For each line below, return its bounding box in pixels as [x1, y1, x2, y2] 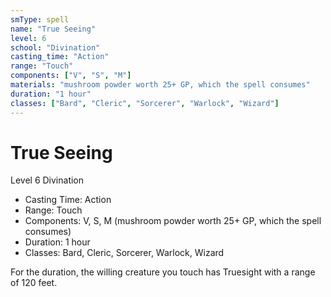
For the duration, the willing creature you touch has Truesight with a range [10, 266, 316, 278]
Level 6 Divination [10, 174, 85, 186]
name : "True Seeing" [10, 24, 97, 34]
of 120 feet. [10, 277, 58, 289]
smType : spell [10, 14, 70, 25]
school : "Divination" [10, 42, 101, 53]
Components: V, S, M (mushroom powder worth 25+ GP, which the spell [24, 215, 322, 227]
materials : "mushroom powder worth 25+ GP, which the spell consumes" [10, 80, 311, 90]
